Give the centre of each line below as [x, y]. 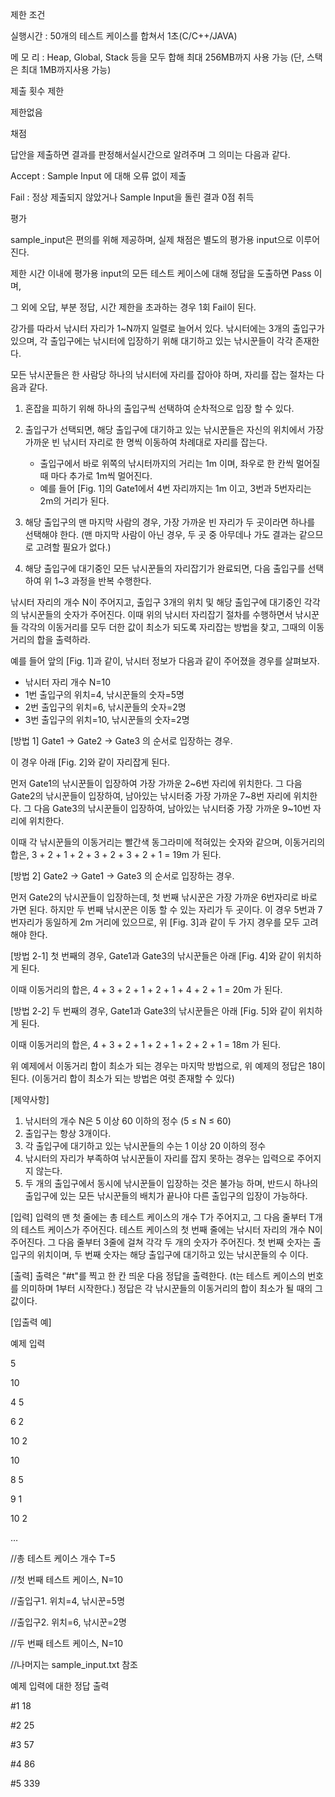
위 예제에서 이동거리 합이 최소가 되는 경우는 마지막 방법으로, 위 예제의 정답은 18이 [168, 1066]
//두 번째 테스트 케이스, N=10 [67, 1643]
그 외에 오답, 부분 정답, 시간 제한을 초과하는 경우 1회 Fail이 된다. [133, 307]
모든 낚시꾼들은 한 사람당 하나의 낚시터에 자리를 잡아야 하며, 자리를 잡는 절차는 [162, 374]
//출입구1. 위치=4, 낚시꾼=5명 [68, 1601]
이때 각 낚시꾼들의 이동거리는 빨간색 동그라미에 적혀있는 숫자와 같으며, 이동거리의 [168, 842]
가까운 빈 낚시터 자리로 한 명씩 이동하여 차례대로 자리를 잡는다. [146, 442]
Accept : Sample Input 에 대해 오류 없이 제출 [98, 176]
